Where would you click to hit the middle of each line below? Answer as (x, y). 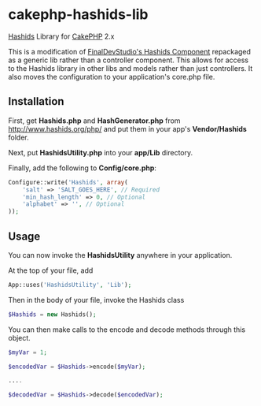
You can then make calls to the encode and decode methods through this (127, 330)
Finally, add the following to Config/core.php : (83, 168)
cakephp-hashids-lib (78, 15)
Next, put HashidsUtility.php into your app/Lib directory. (101, 152)
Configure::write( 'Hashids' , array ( (68, 182)
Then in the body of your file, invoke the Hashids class (96, 300)
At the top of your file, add (51, 270)
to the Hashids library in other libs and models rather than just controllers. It (130, 68)
